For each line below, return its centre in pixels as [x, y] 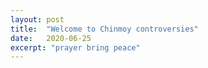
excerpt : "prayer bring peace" [75, 47]
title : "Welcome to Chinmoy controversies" [104, 29]
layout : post [37, 19]
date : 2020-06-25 [51, 38]
